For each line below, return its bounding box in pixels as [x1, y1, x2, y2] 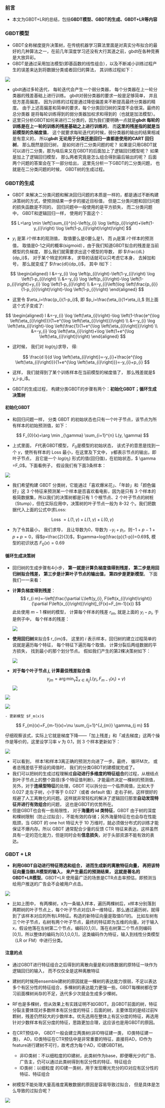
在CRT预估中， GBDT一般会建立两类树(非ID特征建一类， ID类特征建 [12, 1030, 149, 1036]
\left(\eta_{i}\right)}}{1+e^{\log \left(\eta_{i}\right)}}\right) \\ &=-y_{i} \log [9, 318, 156, 323]
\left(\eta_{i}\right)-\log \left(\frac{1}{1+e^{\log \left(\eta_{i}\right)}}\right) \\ [7, 323, 158, 329]
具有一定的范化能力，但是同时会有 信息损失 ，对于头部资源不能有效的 [12, 832, 150, 838]
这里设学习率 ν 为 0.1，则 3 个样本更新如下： [30, 739, 121, 744]
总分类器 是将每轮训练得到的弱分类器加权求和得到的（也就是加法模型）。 [12, 111, 158, 117]
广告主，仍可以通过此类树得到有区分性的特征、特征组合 [19, 1058, 132, 1065]
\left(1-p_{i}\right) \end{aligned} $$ [73, 286, 144, 292]
